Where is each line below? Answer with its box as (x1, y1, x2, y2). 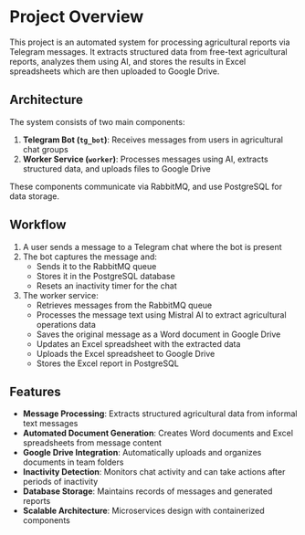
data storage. (9, 190, 60, 202)
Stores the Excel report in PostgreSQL (36, 358, 180, 369)
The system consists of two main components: (9, 116, 185, 127)
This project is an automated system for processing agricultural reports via (9, 37, 290, 47)
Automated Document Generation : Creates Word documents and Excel (22, 427, 294, 439)
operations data (36, 319, 96, 330)
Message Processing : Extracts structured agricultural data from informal (22, 408, 298, 419)
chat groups (22, 143, 68, 154)
